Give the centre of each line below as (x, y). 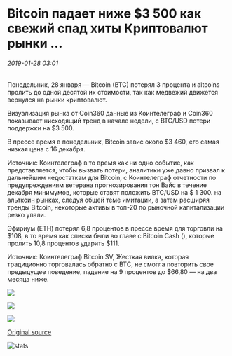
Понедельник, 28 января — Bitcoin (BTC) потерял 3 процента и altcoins (114, 85)
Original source (29, 332)
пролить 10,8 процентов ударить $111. (63, 243)
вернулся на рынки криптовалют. (57, 100)
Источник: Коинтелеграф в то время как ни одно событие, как (101, 163)
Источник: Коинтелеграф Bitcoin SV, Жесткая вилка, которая (98, 257)
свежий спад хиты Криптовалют (108, 28)
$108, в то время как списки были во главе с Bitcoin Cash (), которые (111, 236)
